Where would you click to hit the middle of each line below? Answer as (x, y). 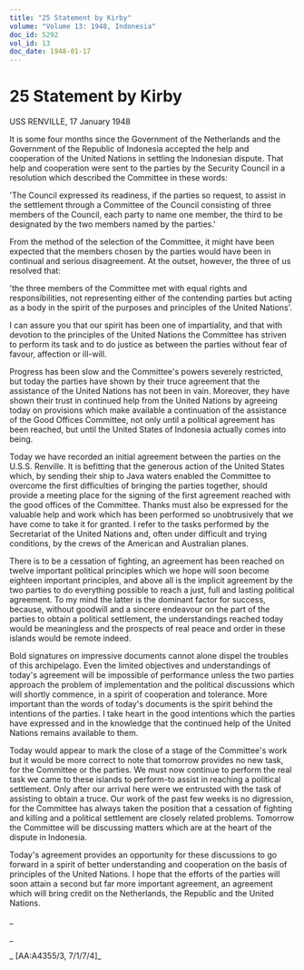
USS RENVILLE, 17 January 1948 (70, 122)
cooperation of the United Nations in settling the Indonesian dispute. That (147, 159)
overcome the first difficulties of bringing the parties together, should (138, 485)
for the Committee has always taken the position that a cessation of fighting (151, 808)
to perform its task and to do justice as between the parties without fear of (148, 345)
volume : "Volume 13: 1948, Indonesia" (83, 26)
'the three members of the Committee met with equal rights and (128, 289)
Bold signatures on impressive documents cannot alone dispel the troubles (149, 656)
